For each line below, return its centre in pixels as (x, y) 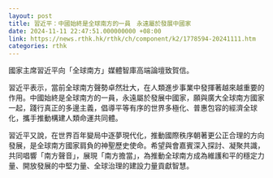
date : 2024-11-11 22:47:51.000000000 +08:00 (85, 31)
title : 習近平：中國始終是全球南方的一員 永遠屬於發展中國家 (100, 24)
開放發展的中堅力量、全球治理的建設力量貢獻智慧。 (108, 166)
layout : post (30, 16)
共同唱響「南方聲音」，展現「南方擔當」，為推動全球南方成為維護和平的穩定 (133, 156)
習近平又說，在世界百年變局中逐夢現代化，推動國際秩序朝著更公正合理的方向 (136, 136)
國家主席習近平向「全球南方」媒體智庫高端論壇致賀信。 (101, 71)
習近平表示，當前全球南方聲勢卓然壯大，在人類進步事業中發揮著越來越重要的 (136, 88)
